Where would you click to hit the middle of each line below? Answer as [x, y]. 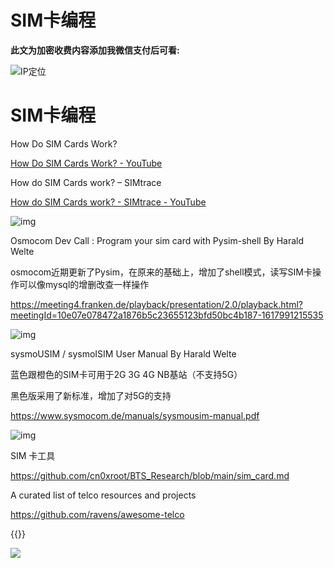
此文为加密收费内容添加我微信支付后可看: [95, 50]
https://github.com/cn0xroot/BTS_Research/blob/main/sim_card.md [150, 475]
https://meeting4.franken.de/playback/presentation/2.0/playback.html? [156, 304]
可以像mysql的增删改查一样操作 [84, 284]
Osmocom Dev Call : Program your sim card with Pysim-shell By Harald [157, 240]
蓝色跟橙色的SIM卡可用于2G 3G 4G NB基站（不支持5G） [126, 374]
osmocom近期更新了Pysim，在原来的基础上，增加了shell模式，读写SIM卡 [161, 272]
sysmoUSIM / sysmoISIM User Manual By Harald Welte [123, 353]
